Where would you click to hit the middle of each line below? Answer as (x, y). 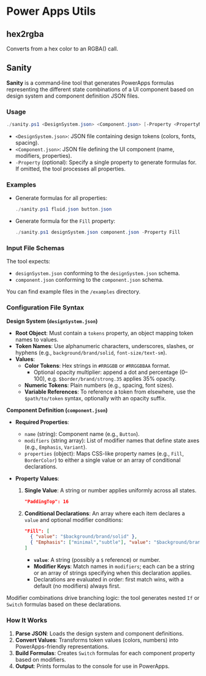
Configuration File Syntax (45, 308)
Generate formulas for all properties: (61, 198)
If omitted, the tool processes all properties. (70, 169)
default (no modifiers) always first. (77, 586)
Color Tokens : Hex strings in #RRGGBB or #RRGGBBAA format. (97, 365)
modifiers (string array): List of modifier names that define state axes (112, 440)
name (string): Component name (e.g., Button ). (82, 433)
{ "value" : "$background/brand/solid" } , (84, 537)
